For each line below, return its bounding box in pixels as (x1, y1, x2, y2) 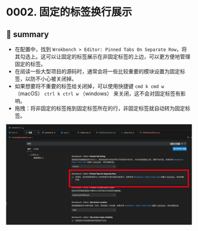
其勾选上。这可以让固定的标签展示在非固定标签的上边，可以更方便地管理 (14, 53, 190, 60)
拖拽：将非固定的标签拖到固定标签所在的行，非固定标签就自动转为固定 (14, 105, 186, 112)
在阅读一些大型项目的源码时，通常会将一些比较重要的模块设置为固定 (14, 68, 180, 74)
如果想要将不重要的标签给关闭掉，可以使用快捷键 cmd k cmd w (14, 83, 164, 89)
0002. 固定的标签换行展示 (6, 5, 133, 19)
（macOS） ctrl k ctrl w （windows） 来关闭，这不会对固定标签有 (14, 90, 181, 97)
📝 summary (6, 29, 49, 39)
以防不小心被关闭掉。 (25, 75, 77, 82)
